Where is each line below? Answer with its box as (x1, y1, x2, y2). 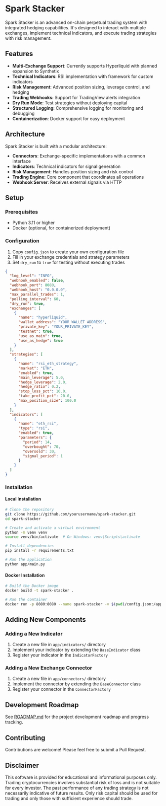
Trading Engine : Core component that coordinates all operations (12, 174, 144, 180)
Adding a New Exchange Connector (5, 664, 92, 671)
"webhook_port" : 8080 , (9, 283, 56, 288)
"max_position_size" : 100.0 (18, 398, 77, 403)
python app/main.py (5, 562, 45, 567)
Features (5, 50, 33, 58)
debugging (12, 110, 35, 116)
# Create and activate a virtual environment (5, 525, 100, 530)
